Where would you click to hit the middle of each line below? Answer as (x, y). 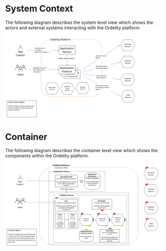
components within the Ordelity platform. (47, 156)
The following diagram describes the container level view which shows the (82, 151)
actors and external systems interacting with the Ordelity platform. (73, 27)
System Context (39, 9)
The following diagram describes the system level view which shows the (79, 22)
